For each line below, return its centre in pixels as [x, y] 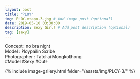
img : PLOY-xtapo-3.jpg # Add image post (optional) [59, 19]
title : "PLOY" [20, 14]
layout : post [18, 10]
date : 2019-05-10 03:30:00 [33, 23]
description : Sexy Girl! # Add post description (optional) [68, 28]
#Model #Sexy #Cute [26, 62]
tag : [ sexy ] [17, 32]
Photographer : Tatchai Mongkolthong [43, 56]
